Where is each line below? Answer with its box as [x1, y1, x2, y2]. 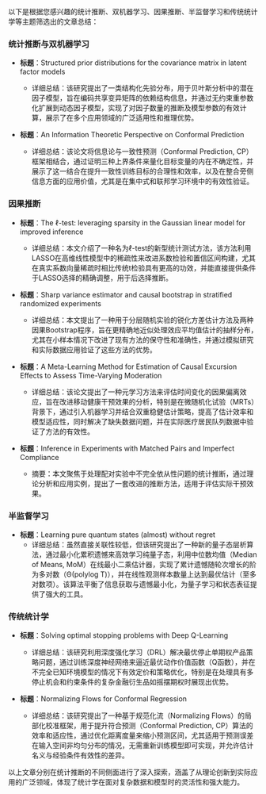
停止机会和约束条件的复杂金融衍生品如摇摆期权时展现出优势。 [31, 677, 234, 687]
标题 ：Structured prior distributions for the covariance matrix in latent [19, 58, 247, 67]
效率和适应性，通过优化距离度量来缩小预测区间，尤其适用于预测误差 [31, 731, 254, 740]
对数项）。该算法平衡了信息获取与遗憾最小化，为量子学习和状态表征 [31, 579, 251, 589]
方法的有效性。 [45, 427, 95, 436]
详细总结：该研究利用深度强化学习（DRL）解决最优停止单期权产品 [31, 647, 247, 657]
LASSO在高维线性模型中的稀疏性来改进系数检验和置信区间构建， [31, 253, 242, 263]
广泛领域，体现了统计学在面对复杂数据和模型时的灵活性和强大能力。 [21, 777, 244, 787]
